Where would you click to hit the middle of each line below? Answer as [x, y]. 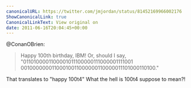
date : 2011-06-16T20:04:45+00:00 [47, 28]
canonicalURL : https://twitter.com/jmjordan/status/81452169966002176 [94, 11]
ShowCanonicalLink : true [36, 17]
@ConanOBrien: [25, 44]
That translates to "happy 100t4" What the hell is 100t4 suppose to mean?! [96, 79]
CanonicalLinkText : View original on [52, 22]
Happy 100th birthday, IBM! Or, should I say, [73, 55]
